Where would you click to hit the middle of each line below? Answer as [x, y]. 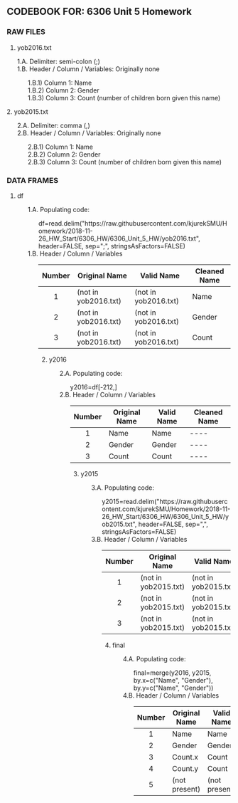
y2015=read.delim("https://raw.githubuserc [165, 501]
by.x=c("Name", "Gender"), [173, 680]
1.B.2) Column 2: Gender [64, 90]
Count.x [185, 757]
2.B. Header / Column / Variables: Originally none [89, 133]
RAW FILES [26, 32]
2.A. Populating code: [91, 373]
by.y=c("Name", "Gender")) [173, 688]
